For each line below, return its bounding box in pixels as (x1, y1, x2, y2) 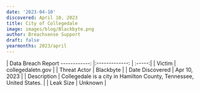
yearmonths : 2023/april (6, 43, 67, 49)
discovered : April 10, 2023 (6, 15, 78, 21)
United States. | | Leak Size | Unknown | (6, 79, 107, 86)
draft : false (6, 37, 40, 43)
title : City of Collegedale (6, 20, 78, 26)
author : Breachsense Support (6, 32, 81, 38)
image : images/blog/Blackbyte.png (6, 26, 95, 32)
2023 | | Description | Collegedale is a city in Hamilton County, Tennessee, (6, 73, 194, 80)
